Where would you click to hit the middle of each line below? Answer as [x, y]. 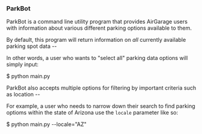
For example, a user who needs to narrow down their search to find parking [101, 106]
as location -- [23, 95]
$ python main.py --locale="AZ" [47, 124]
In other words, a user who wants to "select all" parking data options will [97, 58]
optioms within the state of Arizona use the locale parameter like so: [92, 113]
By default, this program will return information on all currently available [96, 40]
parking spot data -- [32, 46]
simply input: [23, 64]
